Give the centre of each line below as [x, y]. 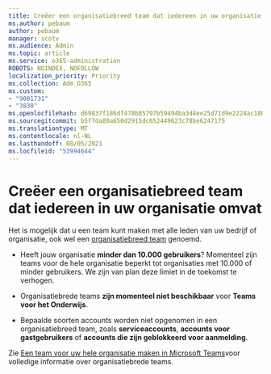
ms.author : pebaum [39, 23]
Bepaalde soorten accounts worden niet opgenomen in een [119, 321]
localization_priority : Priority [65, 76]
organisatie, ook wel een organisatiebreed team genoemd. [105, 239]
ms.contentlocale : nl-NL [50, 136]
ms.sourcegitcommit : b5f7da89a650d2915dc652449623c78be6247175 [117, 121]
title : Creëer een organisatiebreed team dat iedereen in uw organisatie [135, 16]
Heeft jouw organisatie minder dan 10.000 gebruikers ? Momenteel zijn [139, 254]
